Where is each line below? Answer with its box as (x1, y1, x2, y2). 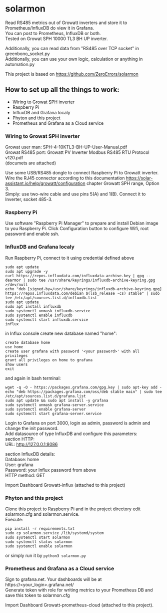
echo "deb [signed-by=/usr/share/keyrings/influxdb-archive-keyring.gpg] (5, 286, 162, 291)
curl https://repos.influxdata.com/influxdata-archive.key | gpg (5, 273, 144, 278)
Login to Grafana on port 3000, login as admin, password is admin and (5, 420, 150, 426)
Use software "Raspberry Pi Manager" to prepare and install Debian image (5, 220, 158, 226)
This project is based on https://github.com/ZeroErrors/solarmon (5, 71, 138, 77)
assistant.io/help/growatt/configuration (5, 180, 86, 186)
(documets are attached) (5, 160, 56, 166)
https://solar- (125, 175, 153, 181)
